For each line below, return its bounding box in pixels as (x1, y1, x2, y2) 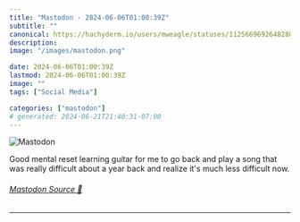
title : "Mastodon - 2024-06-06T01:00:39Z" (9, 13, 170, 22)
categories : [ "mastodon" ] (9, 104, 105, 113)
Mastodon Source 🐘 (9, 184, 83, 194)
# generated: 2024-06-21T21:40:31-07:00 (9, 112, 162, 121)
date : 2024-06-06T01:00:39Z (9, 63, 114, 72)
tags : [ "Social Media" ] (9, 87, 98, 97)
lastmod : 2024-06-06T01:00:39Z (9, 71, 126, 81)
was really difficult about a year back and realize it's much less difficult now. (9, 163, 290, 175)
